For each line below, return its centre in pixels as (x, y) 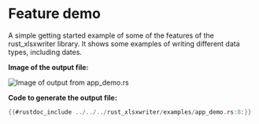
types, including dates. (45, 52)
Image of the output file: (48, 67)
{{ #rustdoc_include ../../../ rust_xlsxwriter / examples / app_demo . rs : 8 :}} (130, 112)
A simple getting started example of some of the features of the (111, 35)
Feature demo (54, 14)
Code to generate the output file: (63, 97)
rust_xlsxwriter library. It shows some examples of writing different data (124, 43)
